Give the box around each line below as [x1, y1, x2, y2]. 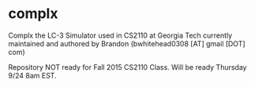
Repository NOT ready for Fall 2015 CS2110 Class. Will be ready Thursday [8, 62, 247, 71]
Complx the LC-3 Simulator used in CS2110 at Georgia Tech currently [8, 31, 233, 40]
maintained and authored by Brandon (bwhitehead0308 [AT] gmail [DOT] [8, 38, 246, 48]
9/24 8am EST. [8, 71, 57, 80]
